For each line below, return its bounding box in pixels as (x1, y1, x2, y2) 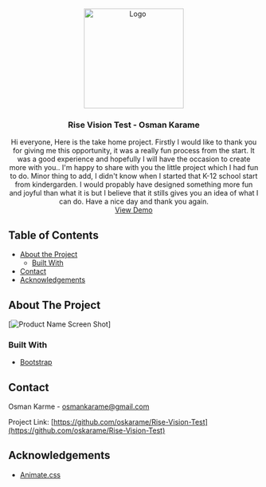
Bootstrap (19, 358, 53, 367)
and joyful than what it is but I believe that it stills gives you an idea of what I (9, 188, 259, 198)
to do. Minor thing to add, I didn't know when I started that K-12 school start (10, 172, 258, 181)
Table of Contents (8, 228, 100, 242)
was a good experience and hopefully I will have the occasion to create (17, 154, 251, 164)
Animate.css (19, 469, 61, 479)
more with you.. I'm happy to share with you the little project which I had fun (9, 163, 259, 172)
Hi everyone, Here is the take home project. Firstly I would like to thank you (10, 137, 257, 147)
